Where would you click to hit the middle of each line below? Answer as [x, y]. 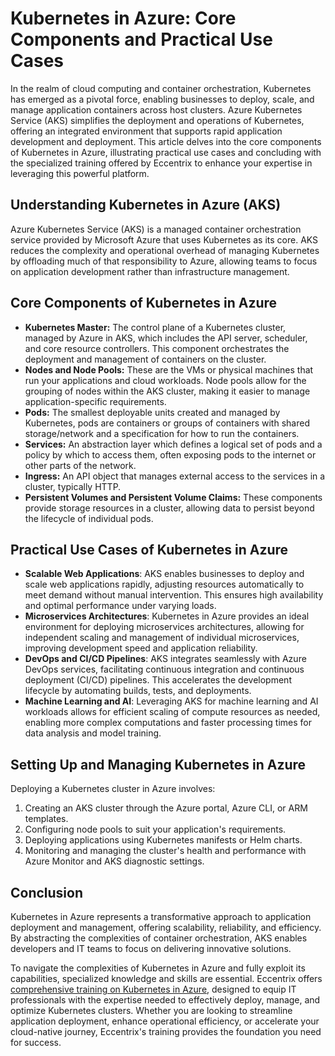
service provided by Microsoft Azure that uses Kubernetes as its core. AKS [164, 239]
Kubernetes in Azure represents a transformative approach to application [161, 916]
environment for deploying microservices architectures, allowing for [164, 627]
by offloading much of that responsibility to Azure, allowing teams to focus [164, 261]
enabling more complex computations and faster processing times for [168, 723]
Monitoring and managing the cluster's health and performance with [165, 851]
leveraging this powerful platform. [80, 173]
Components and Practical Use [141, 39]
